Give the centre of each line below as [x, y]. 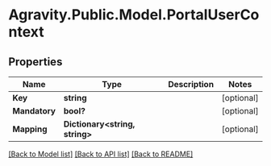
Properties [35, 62]
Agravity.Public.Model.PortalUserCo [134, 15]
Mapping [30, 129]
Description [191, 84]
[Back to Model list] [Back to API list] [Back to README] [101, 154]
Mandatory [34, 111]
